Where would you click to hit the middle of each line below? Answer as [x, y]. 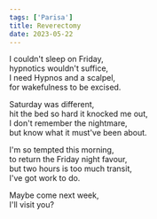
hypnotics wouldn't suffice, [59, 68]
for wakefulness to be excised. [65, 87]
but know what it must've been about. [78, 133]
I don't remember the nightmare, [68, 123]
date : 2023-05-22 [41, 34]
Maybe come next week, [54, 195]
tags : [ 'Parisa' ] [41, 17]
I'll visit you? [32, 205]
